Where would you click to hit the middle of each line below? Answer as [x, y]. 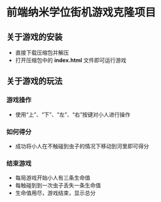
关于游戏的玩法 [34, 81]
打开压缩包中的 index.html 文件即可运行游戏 [71, 60]
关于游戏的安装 [34, 37]
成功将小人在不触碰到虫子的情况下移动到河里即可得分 [82, 146]
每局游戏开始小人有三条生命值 [52, 178]
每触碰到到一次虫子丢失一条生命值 [58, 186]
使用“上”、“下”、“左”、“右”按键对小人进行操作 [73, 114]
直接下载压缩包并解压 [42, 53]
